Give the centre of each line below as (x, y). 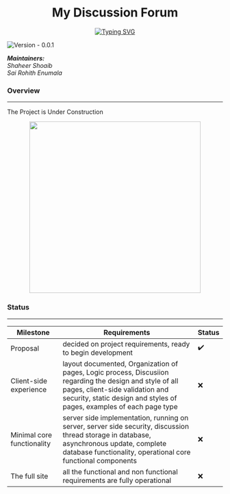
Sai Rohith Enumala (35, 73)
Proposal (25, 348)
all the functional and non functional (120, 471)
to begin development (98, 353)
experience (29, 389)
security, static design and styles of (120, 398)
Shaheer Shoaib (30, 65)
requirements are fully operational (117, 480)
